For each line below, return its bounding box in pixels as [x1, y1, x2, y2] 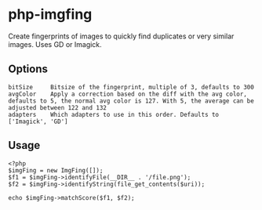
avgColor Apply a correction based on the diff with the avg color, [8, 90, 247, 98]
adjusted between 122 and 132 [8, 103, 107, 111]
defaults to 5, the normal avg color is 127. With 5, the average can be [8, 96, 255, 105]
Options [8, 63, 49, 76]
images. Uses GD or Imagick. [8, 39, 102, 49]
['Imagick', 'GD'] [8, 118, 68, 125]
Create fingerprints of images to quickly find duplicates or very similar [8, 31, 235, 41]
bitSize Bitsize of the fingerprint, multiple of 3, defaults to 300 [8, 83, 255, 91]
